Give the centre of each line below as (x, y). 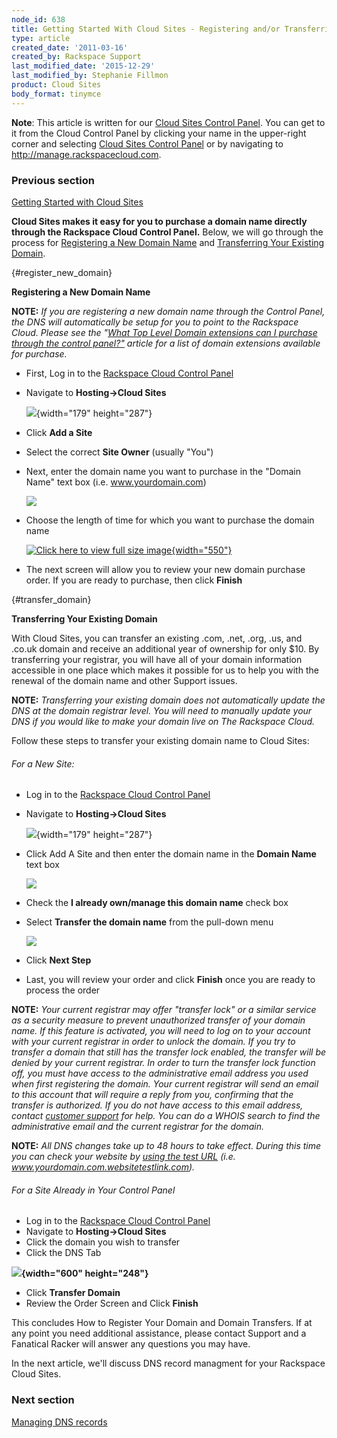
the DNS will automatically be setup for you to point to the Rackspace (155, 322)
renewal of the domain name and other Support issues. (124, 680)
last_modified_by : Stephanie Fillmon (90, 76)
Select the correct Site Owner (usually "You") (119, 452)
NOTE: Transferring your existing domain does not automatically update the (168, 700)
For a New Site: (43, 763)
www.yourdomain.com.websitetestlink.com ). (103, 1167)
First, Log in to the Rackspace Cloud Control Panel (129, 373)
